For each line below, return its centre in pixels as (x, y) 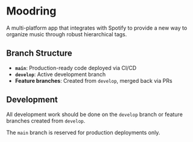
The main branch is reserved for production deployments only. (83, 132)
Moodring (31, 11)
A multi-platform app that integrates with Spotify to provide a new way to (97, 28)
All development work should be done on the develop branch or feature (94, 114)
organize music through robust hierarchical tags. (67, 34)
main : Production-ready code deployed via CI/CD (76, 68)
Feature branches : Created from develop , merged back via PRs (94, 80)
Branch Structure (39, 53)
